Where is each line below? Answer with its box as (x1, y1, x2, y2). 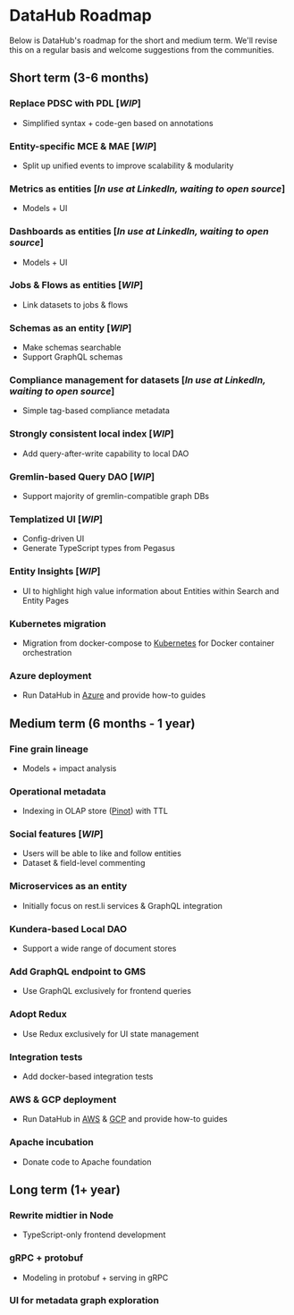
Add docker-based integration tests (21, 1071, 154, 1082)
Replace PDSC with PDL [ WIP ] (9, 98, 141, 110)
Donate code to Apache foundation (21, 1156, 152, 1167)
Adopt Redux (9, 1008, 67, 1021)
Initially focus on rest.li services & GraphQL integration (21, 900, 223, 911)
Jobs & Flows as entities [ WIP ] (9, 279, 144, 292)
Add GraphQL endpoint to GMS (9, 965, 146, 978)
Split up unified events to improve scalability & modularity (21, 160, 234, 171)
